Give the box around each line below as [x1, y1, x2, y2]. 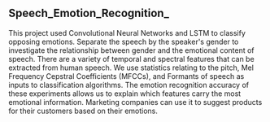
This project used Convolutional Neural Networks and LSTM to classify [8, 28, 246, 37]
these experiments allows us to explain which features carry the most [8, 89, 242, 98]
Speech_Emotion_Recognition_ [8, 7, 169, 20]
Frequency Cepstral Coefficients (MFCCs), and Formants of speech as [8, 71, 245, 81]
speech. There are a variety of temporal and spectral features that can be [8, 54, 255, 63]
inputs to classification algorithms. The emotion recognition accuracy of [8, 80, 250, 89]
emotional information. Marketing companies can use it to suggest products [8, 97, 263, 107]
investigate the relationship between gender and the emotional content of [8, 45, 255, 55]
